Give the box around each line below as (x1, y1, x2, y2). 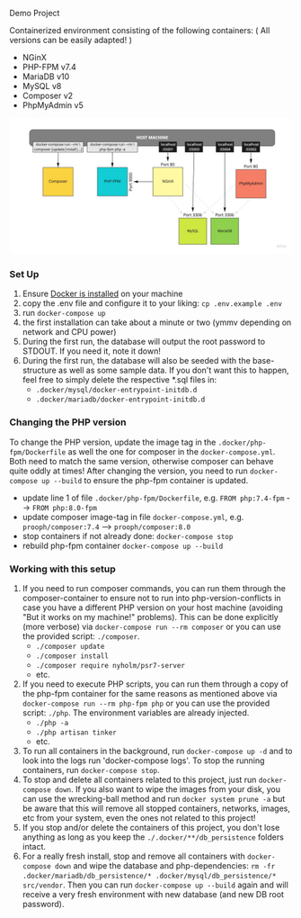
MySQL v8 (22, 81, 62, 91)
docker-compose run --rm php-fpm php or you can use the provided (22, 697, 270, 709)
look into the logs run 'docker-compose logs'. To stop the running (22, 755, 265, 766)
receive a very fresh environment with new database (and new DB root (22, 889, 285, 900)
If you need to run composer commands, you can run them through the (22, 583, 286, 594)
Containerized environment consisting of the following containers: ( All (9, 25, 270, 35)
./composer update (35, 643, 105, 652)
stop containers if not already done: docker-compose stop (22, 530, 234, 541)
